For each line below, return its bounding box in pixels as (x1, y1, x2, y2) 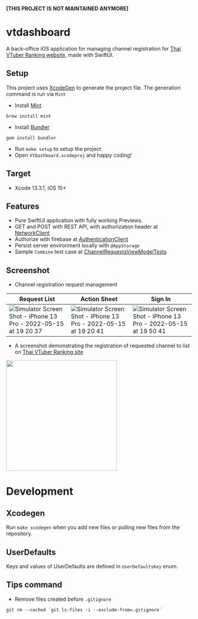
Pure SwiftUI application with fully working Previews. (14, 217, 143, 224)
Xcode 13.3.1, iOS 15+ (14, 184, 67, 191)
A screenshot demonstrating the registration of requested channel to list (14, 342, 190, 350)
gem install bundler (6, 135, 57, 141)
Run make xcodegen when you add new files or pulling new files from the (6, 524, 180, 531)
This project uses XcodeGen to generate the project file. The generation (6, 84, 181, 91)
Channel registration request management (14, 281, 118, 288)
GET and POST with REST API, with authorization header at (14, 223, 158, 231)
